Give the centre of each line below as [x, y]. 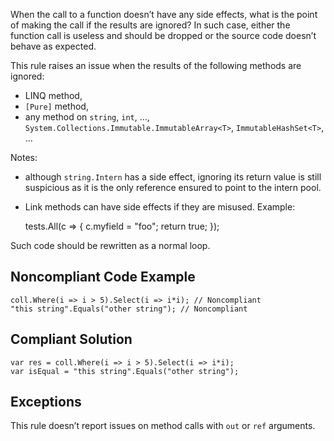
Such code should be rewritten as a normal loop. [110, 245]
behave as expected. [53, 46]
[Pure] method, [56, 106]
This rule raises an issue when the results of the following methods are [156, 65]
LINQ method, [53, 95]
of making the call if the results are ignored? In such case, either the [150, 25]
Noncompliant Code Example [103, 277]
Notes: [24, 157]
